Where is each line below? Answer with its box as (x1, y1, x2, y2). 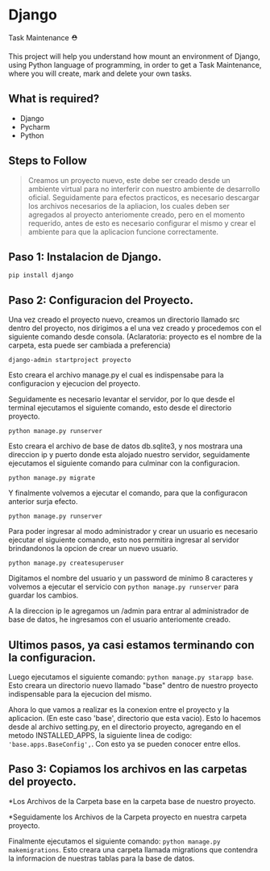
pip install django (8, 272, 74, 280)
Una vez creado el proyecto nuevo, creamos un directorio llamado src (8, 315, 240, 324)
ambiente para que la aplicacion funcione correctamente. (27, 227, 219, 236)
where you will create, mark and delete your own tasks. (8, 69, 192, 78)
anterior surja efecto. (8, 497, 78, 506)
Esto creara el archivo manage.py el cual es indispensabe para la (8, 370, 224, 380)
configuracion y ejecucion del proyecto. (8, 379, 141, 389)
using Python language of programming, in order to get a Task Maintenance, (8, 60, 262, 69)
